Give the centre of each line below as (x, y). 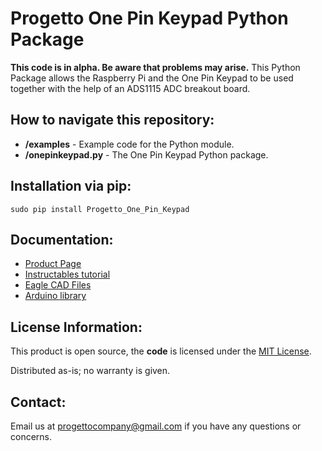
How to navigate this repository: (112, 120)
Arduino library (55, 296)
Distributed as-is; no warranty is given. (90, 371)
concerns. (31, 436)
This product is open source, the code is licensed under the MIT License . (161, 351)
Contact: (38, 402)
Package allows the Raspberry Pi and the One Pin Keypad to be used (152, 78)
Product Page (53, 264)
